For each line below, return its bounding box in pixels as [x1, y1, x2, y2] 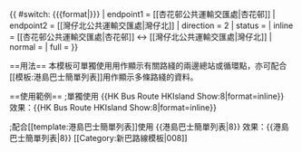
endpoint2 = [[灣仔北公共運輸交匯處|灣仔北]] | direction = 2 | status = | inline [9, 20, 294, 31]
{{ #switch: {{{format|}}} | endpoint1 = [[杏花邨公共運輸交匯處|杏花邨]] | [9, 9, 276, 19]
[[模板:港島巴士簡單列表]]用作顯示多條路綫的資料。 [9, 71, 199, 82]
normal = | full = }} [9, 42, 79, 52]
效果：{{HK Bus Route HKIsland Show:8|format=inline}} [9, 102, 218, 112]
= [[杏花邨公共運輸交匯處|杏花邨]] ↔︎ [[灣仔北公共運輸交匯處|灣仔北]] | [9, 32, 272, 42]
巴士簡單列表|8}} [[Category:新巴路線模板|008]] [9, 133, 188, 143]
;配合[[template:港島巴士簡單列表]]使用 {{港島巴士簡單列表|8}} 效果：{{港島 [9, 121, 289, 132]
